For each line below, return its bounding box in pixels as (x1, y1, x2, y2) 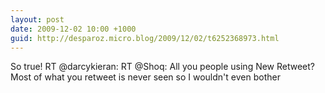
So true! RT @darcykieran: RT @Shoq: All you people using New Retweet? (10, 61, 316, 73)
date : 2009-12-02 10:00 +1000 (10, 24, 137, 34)
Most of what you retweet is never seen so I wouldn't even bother (10, 71, 281, 83)
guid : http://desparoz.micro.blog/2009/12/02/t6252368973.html (10, 33, 280, 43)
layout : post (10, 14, 65, 25)
